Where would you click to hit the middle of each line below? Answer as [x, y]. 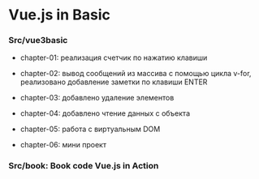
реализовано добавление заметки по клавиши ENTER [114, 82]
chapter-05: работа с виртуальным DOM [90, 129]
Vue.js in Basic [60, 15]
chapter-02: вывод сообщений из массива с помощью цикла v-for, [136, 74]
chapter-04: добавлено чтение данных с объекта [105, 113]
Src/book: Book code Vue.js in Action [84, 166]
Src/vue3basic [38, 40]
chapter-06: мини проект [63, 145]
